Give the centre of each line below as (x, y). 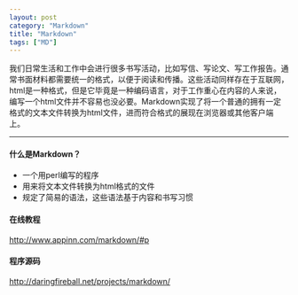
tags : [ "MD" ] (33, 42)
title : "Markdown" (43, 34)
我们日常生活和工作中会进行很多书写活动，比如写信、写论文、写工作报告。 (145, 68)
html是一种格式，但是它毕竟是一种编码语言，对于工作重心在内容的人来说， (145, 90)
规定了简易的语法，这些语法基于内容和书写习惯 (107, 198)
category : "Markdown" (49, 26)
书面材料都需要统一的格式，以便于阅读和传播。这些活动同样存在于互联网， (153, 80)
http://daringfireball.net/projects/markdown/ (90, 281)
